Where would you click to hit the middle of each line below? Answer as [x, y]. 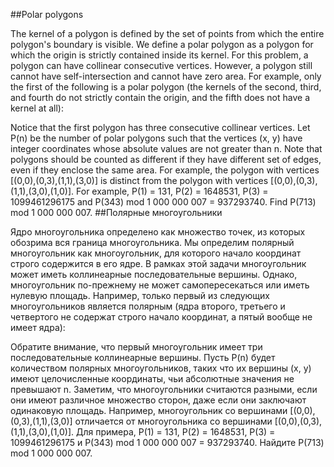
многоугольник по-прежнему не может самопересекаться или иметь [160, 285]
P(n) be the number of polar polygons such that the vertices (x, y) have [156, 138]
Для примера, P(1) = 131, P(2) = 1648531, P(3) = [176, 432]
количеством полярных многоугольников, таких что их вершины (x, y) [161, 368]
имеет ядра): [38, 327]
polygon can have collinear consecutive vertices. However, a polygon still [161, 65]
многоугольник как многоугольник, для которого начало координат [156, 253]
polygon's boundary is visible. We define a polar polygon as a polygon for [162, 44]
